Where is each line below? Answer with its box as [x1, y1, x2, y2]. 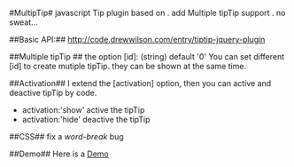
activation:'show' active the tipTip [21, 105, 145, 115]
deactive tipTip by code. [9, 88, 97, 98]
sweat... [9, 17, 38, 28]
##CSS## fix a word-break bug [9, 131, 124, 141]
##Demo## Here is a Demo [9, 148, 109, 159]
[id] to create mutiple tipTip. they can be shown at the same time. [9, 61, 246, 71]
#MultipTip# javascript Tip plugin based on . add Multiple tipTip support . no [9, 8, 286, 18]
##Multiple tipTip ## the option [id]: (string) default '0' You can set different [9, 52, 285, 61]
